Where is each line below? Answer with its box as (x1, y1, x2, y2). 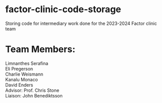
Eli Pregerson (5, 65, 33, 72)
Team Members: (5, 44, 75, 55)
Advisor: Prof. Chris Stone (5, 87, 60, 93)
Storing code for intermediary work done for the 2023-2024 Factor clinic (5, 20, 157, 26)
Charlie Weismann (5, 71, 44, 77)
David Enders (5, 82, 33, 88)
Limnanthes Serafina (5, 60, 49, 66)
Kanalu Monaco (5, 76, 38, 82)
